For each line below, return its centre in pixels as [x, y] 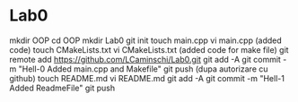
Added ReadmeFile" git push [62, 88]
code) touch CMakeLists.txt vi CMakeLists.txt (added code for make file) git [149, 49]
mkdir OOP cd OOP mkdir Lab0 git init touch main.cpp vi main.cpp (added [146, 40]
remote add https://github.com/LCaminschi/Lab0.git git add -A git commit [145, 59]
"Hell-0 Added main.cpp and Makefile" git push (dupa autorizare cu [143, 69]
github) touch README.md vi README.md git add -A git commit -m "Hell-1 [147, 78]
